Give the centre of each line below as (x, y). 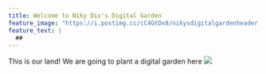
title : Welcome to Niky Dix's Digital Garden (85, 16)
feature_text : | (35, 30)
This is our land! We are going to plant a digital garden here (106, 61)
